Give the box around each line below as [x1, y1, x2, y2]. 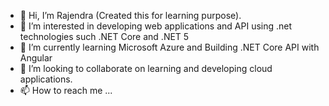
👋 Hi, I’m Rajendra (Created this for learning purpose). [19, 10, 242, 21]
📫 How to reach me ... [19, 85, 113, 96]
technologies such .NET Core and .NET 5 [19, 31, 190, 42]
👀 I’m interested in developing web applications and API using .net [19, 20, 293, 32]
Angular [19, 52, 53, 64]
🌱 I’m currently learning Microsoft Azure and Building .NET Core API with [19, 41, 320, 53]
